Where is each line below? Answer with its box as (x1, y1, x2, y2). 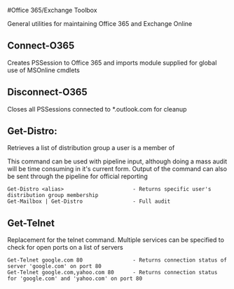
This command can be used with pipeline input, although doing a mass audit (7, 157, 228, 166)
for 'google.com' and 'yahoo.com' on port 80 (7, 275, 142, 283)
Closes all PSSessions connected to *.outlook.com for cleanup (7, 105, 187, 113)
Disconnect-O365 (7, 86, 88, 98)
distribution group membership (7, 192, 99, 199)
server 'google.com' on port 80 (7, 263, 102, 270)
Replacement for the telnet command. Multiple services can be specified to (7, 236, 224, 244)
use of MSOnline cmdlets (7, 66, 81, 74)
